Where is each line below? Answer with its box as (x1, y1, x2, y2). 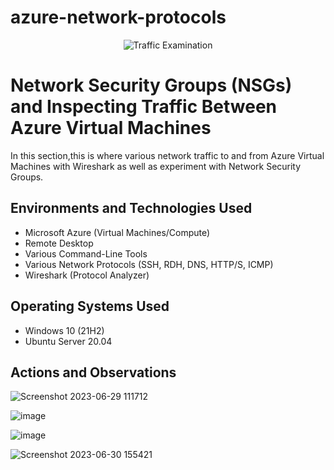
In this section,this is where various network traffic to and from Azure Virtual (10, 149, 325, 161)
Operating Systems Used (10, 298, 170, 315)
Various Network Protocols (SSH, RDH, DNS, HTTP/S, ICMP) (24, 258, 274, 270)
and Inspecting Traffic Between (10, 96, 278, 118)
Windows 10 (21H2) (24, 324, 105, 336)
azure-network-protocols (10, 6, 227, 29)
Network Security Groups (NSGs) (10, 74, 293, 97)
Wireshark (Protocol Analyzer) (24, 269, 150, 281)
